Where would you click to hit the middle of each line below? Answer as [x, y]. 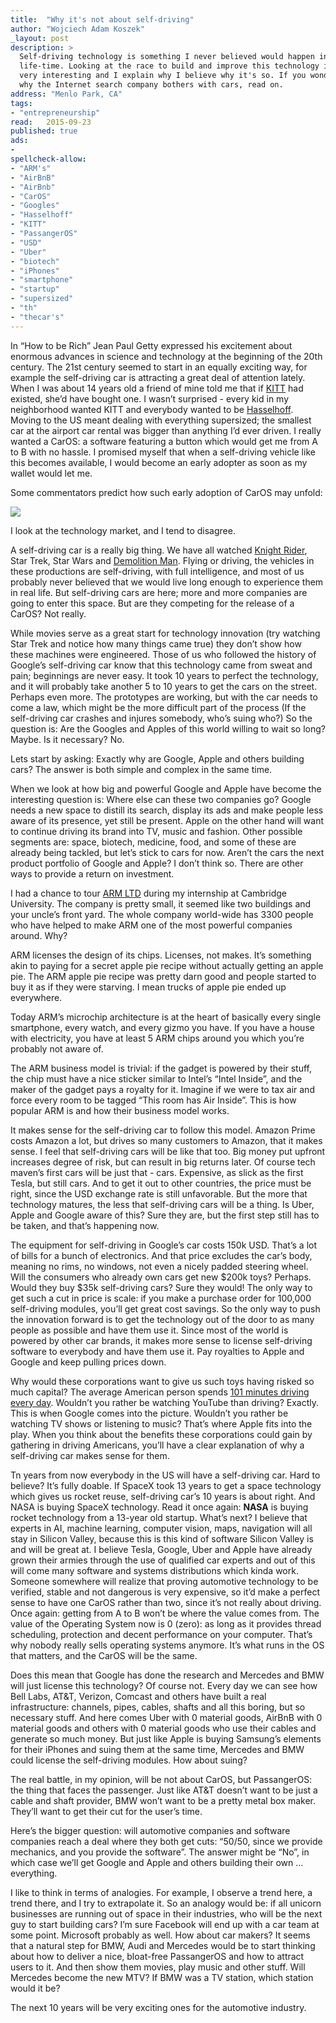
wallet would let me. [51, 473]
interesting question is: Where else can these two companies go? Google [161, 799]
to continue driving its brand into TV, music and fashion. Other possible [156, 831]
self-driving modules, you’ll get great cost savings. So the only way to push [165, 1308]
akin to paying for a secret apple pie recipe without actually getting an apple [167, 965]
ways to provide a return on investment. [92, 873]
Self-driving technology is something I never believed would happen [167, 57]
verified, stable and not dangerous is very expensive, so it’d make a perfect [165, 1592]
